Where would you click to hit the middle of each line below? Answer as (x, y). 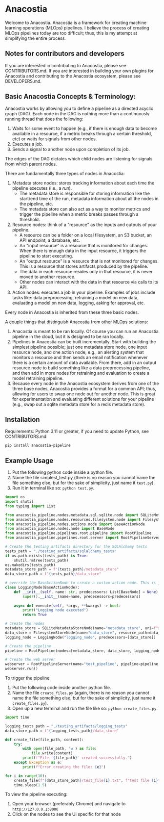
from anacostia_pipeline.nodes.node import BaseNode (60, 529)
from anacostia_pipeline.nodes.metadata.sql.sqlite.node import (72, 515)
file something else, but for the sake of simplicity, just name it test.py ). (83, 483)
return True (35, 615)
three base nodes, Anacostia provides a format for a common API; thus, (84, 388)
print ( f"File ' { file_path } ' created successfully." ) (77, 758)
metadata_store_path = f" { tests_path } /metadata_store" (62, 569)
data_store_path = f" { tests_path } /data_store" (53, 574)
